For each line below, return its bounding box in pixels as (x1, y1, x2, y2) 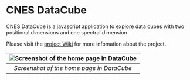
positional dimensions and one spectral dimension (6, 29, 127, 36)
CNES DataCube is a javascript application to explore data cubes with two (6, 23, 185, 30)
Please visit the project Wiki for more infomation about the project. (6, 40, 167, 47)
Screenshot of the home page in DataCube (13, 64, 132, 72)
